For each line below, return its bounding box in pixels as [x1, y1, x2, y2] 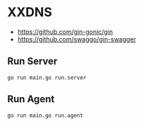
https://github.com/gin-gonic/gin [17, 27, 113, 36]
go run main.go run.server [7, 74, 87, 81]
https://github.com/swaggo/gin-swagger [17, 34, 137, 43]
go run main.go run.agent [7, 112, 83, 119]
